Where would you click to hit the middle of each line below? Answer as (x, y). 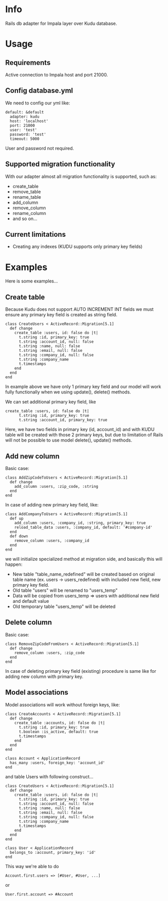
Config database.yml (39, 91)
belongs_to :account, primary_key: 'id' (53, 852)
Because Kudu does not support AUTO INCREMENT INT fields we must (79, 309)
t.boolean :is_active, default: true (58, 732)
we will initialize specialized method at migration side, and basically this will (84, 559)
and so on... (25, 219)
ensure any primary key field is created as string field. (61, 315)
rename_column (29, 213)
